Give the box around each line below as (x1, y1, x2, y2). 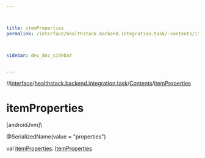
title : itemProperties (6, 25, 64, 31)
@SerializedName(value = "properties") (6, 133, 106, 140)
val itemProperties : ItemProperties (6, 145, 93, 153)
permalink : (6, 31, 34, 37)
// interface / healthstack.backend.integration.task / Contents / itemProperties (6, 80, 191, 87)
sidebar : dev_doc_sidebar (6, 52, 72, 59)
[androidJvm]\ (6, 121, 43, 129)
